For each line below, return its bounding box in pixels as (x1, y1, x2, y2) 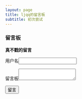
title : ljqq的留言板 (5, 12, 45, 17)
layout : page (5, 7, 33, 13)
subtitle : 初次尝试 (5, 17, 43, 22)
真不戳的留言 (5, 46, 32, 53)
